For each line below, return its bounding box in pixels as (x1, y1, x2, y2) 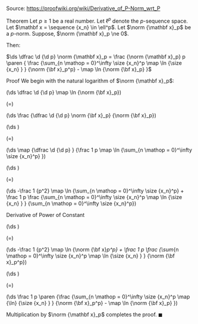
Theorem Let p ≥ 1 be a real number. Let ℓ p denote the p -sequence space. (6, 17, 188, 24)
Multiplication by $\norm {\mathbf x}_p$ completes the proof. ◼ (6, 311, 163, 318)
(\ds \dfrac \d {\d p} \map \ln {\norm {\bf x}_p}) (6, 89, 122, 96)
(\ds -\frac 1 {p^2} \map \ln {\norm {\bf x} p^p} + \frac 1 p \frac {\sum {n (6, 246, 180, 253)
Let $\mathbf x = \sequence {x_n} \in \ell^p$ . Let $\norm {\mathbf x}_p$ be (6, 23, 191, 31)
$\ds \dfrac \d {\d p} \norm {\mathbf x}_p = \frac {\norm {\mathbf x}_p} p (6, 53, 186, 60)
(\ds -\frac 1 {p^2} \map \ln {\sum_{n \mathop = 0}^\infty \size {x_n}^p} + (6, 187, 184, 194)
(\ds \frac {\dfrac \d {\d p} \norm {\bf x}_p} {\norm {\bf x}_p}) (6, 112, 156, 119)
